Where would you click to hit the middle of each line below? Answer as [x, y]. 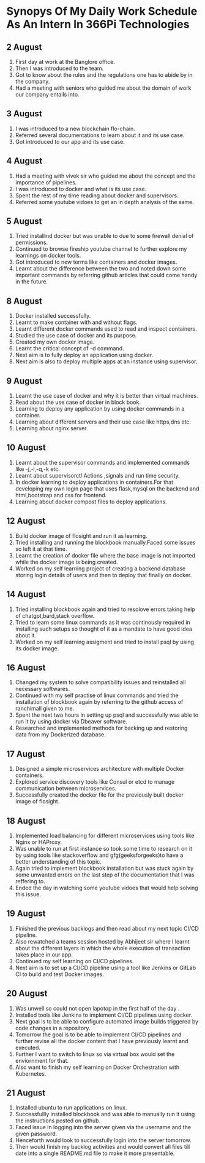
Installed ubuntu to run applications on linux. [71, 1108]
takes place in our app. [44, 955]
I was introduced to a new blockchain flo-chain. [75, 128]
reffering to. [30, 881]
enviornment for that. [42, 1060]
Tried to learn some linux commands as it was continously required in [103, 622]
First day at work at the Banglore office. [65, 62]
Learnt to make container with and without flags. [76, 322]
